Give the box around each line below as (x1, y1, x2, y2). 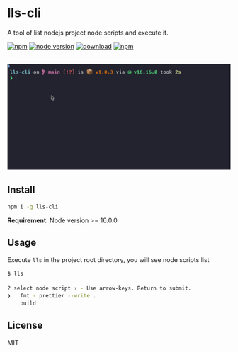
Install (7, 183, 35, 195)
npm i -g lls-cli (7, 203, 59, 210)
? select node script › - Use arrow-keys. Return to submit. (7, 285, 192, 292)
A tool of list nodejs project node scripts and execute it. (7, 28, 169, 37)
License (7, 319, 43, 331)
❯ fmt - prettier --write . (7, 293, 97, 300)
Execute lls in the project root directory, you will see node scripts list (7, 255, 210, 263)
